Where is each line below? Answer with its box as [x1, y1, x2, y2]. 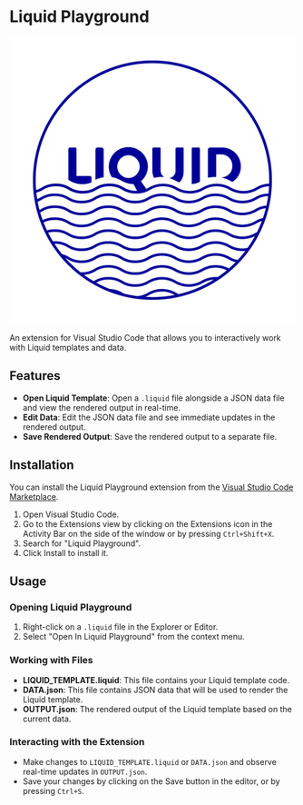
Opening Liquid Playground [9, 601, 132, 613]
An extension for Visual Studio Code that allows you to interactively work [9, 332, 281, 343]
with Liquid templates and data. [9, 342, 127, 353]
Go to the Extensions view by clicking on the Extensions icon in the [22, 518, 273, 529]
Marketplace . [9, 491, 59, 502]
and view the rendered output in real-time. [22, 402, 181, 412]
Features [9, 368, 61, 383]
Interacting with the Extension [9, 736, 145, 749]
